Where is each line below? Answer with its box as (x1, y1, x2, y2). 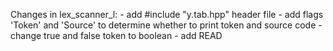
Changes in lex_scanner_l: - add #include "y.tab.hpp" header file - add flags (10, 9, 324, 20)
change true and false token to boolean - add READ (10, 30, 223, 41)
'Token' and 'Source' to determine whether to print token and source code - (10, 19, 323, 31)
